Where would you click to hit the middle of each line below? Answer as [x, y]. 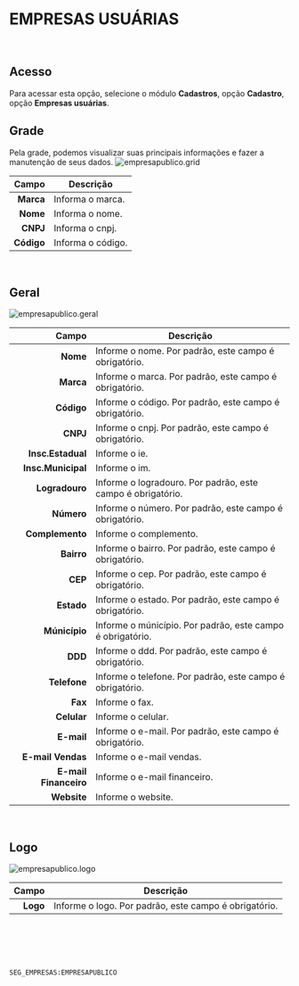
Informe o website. [134, 797]
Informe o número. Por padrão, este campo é [189, 509]
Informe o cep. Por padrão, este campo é [181, 574]
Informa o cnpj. [85, 228]
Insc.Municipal [55, 468]
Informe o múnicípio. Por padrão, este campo [190, 626]
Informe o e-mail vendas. [148, 757]
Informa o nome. [88, 213]
